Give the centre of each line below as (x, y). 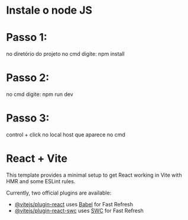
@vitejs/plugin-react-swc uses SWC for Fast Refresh (79, 211)
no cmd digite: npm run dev (40, 94)
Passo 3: (28, 118)
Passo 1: (27, 38)
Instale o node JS (49, 10)
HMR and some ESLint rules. (41, 181)
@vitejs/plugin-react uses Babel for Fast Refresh (74, 204)
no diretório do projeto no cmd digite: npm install (66, 54)
